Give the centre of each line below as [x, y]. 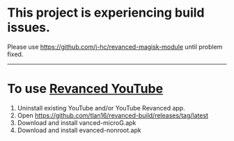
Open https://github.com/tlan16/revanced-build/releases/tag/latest [113, 115]
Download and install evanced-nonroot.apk [79, 130]
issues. [29, 27]
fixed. [15, 54]
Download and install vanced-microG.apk [77, 122]
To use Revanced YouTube [85, 89]
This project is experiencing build [106, 13]
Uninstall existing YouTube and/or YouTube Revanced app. [101, 108]
